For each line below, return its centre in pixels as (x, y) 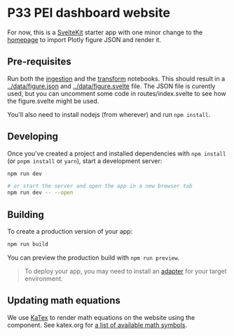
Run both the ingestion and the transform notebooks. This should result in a (116, 78)
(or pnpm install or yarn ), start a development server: (85, 161)
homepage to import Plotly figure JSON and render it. (84, 39)
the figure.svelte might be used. (53, 101)
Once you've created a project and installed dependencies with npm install (117, 153)
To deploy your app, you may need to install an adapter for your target (125, 271)
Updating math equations (64, 301)
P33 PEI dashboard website (89, 13)
